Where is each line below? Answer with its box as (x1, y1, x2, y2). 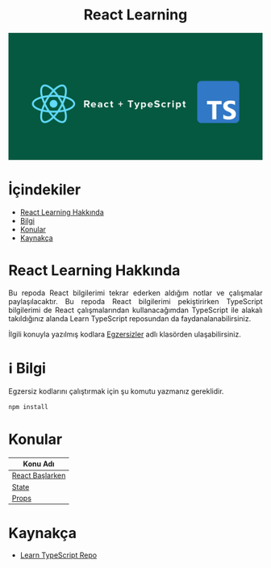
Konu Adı (23, 459, 55, 469)
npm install (8, 403, 48, 411)
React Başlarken (11, 470, 66, 481)
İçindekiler (8, 181, 81, 199)
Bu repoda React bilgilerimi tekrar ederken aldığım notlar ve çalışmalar (8, 288, 263, 298)
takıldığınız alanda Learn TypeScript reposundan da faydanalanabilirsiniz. (8, 313, 252, 324)
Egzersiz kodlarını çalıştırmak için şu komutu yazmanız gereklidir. (8, 386, 224, 396)
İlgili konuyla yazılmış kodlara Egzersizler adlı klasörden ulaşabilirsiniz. (8, 329, 242, 339)
